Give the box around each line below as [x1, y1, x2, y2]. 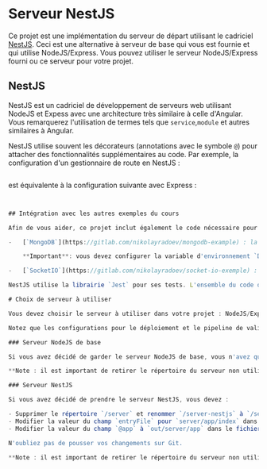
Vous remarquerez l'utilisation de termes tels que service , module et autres [8, 117, 250, 127]
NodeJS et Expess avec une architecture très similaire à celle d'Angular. [8, 109, 244, 118]
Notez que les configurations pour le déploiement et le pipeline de [8, 324, 244, 332]
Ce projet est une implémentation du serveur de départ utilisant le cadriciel [8, 31, 253, 40]
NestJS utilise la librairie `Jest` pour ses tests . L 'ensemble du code [8, 281, 254, 290]
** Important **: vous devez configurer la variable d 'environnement [22, 252, 250, 260]
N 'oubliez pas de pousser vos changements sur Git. [8, 439, 183, 447]
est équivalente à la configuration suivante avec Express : [8, 180, 197, 190]
